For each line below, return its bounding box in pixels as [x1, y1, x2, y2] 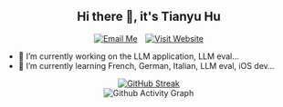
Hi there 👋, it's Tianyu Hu [77, 9, 221, 24]
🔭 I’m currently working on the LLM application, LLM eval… [17, 51, 240, 62]
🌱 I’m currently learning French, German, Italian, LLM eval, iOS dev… [17, 60, 275, 71]
